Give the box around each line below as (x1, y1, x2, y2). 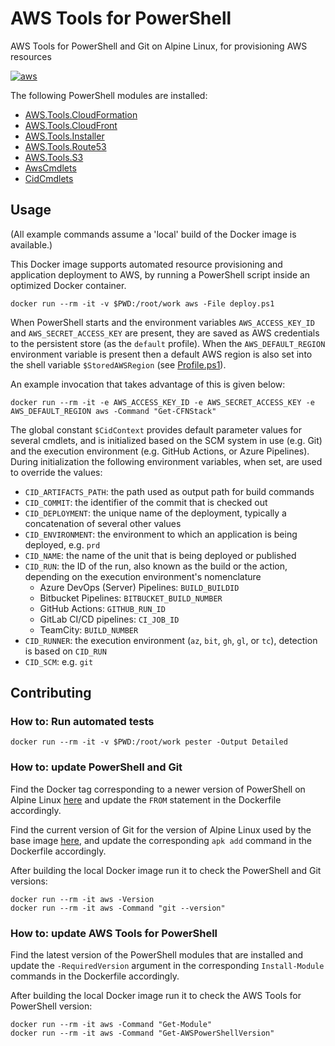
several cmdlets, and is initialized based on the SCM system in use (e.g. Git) (10, 434, 323, 446)
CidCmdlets (24, 172, 74, 184)
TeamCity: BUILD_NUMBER (39, 623, 139, 636)
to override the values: (10, 466, 103, 478)
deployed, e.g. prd (24, 538, 101, 551)
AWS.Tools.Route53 (24, 140, 107, 152)
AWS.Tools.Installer (24, 130, 105, 142)
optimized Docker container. (10, 279, 127, 291)
